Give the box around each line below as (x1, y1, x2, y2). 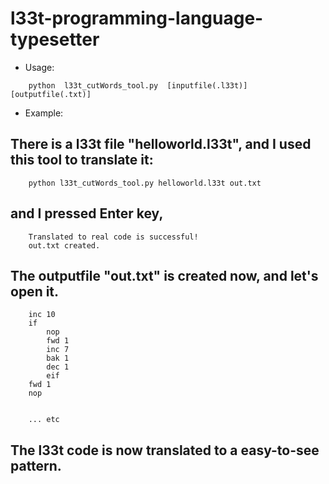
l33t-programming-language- (10, 7, 264, 30)
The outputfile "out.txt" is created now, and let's (10, 267, 319, 284)
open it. (10, 283, 60, 300)
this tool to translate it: (10, 152, 154, 169)
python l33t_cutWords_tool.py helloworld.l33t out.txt (28, 178, 262, 188)
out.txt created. (28, 240, 101, 251)
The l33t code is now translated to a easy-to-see (10, 442, 320, 459)
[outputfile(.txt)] (10, 89, 92, 99)
